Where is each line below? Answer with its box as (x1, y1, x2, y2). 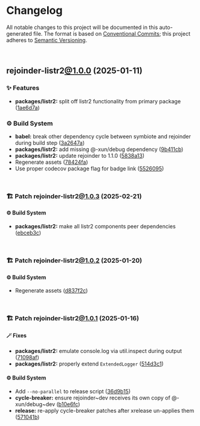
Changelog (6, 4, 63, 18)
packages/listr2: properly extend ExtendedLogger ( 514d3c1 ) (15, 360, 164, 367)
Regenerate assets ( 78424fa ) (15, 158, 89, 166)
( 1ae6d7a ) (15, 104, 40, 111)
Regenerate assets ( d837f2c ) (15, 287, 88, 294)
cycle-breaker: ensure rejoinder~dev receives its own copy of (15, 394, 170, 401)
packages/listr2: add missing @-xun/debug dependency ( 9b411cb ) (15, 146, 184, 153)
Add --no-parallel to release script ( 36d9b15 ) (15, 387, 131, 395)
